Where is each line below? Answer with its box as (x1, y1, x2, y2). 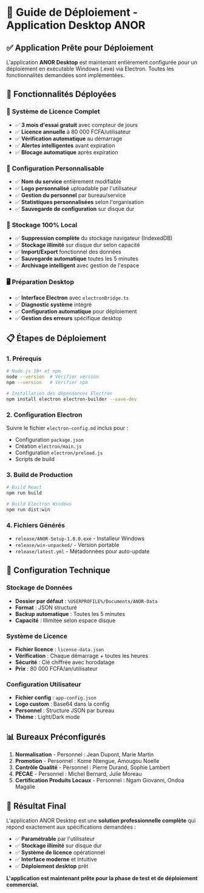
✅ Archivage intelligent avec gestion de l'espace (15, 262, 140, 269)
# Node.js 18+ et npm (6, 368, 61, 374)
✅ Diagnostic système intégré (15, 301, 92, 308)
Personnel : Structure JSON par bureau (15, 707, 115, 714)
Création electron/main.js (15, 442, 82, 450)
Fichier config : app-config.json (15, 694, 97, 701)
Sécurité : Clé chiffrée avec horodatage (15, 659, 115, 666)
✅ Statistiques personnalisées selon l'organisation (15, 198, 144, 205)
